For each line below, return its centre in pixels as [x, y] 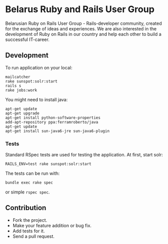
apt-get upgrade [22, 113]
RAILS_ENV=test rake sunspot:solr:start [49, 164]
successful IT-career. [27, 39]
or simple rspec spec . [28, 192]
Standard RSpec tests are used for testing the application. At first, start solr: [84, 155]
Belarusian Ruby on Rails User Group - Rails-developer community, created [83, 23]
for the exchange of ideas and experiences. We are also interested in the [81, 28]
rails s [13, 86]
